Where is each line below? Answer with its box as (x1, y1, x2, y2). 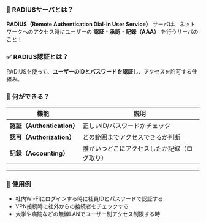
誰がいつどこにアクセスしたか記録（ (82, 144, 187, 153)
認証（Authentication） (9, 121, 79, 130)
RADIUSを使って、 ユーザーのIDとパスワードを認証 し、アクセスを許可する (6, 67, 192, 75)
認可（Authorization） (9, 133, 75, 142)
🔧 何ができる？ (6, 92, 50, 100)
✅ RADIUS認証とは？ (6, 53, 69, 61)
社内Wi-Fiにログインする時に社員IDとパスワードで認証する (15, 195, 164, 203)
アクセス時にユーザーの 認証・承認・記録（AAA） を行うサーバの (32, 28, 199, 36)
